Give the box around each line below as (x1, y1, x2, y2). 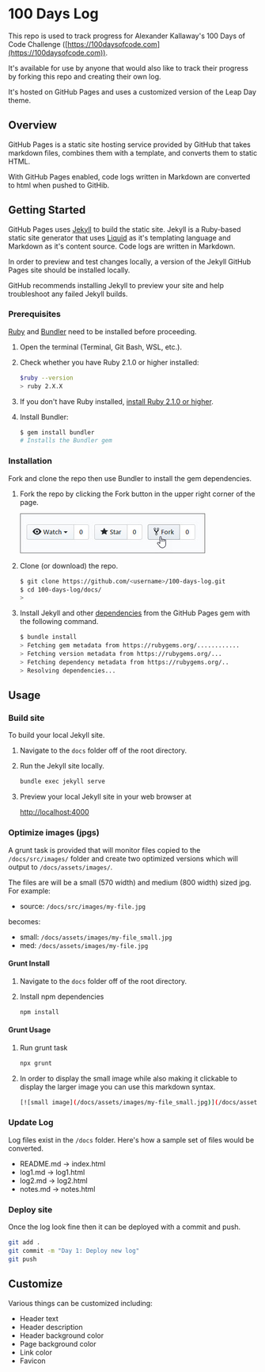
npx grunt (19, 1059, 53, 1067)
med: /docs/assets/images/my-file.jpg (19, 940, 149, 950)
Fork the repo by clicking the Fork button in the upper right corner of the (19, 489, 256, 499)
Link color (19, 1347, 53, 1357)
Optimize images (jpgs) (8, 827, 100, 838)
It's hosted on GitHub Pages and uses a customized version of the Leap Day (8, 87, 257, 96)
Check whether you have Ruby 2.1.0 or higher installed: (19, 357, 199, 367)
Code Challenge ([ (8, 39, 68, 48)
